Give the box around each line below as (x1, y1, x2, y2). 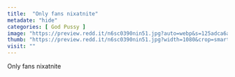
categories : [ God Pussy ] (7, 23, 86, 30)
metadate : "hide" (7, 17, 58, 24)
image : (7, 29, 27, 37)
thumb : (7, 36, 27, 43)
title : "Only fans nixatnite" (7, 10, 99, 17)
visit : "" (7, 43, 36, 50)
